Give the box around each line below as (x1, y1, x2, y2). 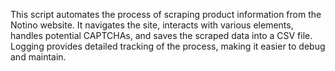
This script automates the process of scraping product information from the (10, 9, 322, 20)
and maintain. (10, 51, 67, 63)
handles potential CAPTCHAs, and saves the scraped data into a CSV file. (10, 30, 313, 41)
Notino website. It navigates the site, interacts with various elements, (10, 19, 294, 31)
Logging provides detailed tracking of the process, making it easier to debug (10, 40, 326, 52)
